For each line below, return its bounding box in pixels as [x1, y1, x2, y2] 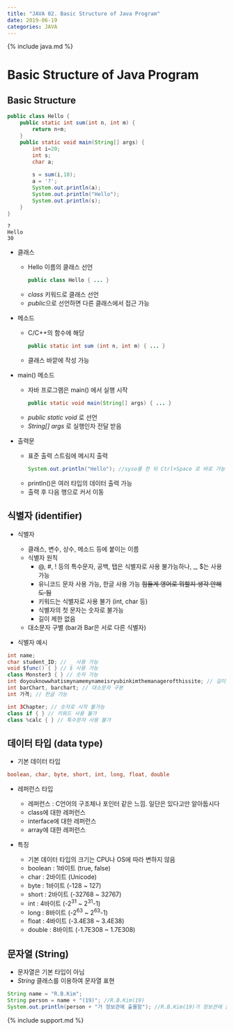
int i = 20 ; [32, 145, 61, 152]
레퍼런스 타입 [17, 785, 54, 793]
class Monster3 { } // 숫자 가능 [7, 671, 99, 679]
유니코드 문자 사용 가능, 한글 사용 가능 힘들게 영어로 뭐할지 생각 [38, 580, 209, 588]
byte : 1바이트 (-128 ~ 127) [27, 882, 102, 890]
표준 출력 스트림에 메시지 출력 [27, 451, 108, 460]
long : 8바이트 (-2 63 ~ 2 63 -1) [27, 907, 108, 917]
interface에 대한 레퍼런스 [27, 817, 97, 825]
